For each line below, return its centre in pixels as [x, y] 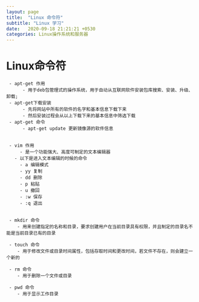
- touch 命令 [24, 245]
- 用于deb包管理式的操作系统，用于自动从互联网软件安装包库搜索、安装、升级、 [107, 90]
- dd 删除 [31, 178]
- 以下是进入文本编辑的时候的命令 [51, 159]
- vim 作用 [21, 146]
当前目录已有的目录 [35, 233]
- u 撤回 [30, 191]
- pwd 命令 [21, 288]
